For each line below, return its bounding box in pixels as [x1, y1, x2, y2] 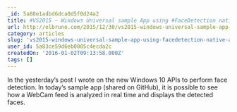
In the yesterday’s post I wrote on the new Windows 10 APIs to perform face [7, 75, 228, 84]
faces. [7, 98, 26, 106]
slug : [7, 37, 23, 44]
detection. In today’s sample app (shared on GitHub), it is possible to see [7, 82, 219, 92]
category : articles [7, 30, 65, 37]
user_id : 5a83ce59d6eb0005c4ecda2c [7, 43, 112, 50]
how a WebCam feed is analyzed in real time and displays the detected [7, 90, 214, 99]
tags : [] [7, 56, 33, 63]
